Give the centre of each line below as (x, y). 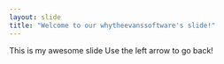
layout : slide (35, 17)
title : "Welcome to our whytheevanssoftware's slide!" (112, 25)
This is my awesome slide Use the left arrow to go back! (112, 50)
